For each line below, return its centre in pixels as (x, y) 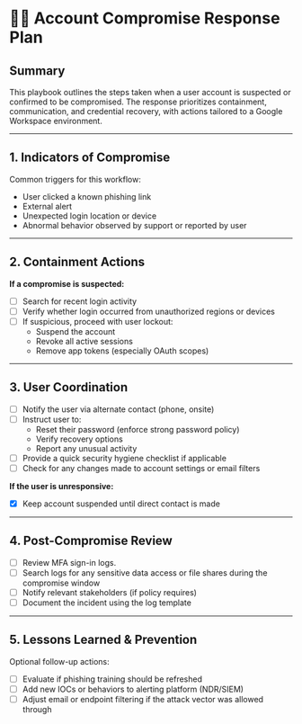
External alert (47, 206)
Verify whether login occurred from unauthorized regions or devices (149, 311)
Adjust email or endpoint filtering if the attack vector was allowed (142, 699)
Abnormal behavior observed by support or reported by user (134, 225)
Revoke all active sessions (84, 341)
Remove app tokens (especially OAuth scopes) (122, 351)
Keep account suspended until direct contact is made (121, 504)
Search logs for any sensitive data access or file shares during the (145, 572)
